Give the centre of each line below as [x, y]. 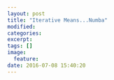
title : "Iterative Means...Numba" [58, 20]
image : [17, 53]
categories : [24, 33]
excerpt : [20, 40]
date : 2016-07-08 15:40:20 [47, 65]
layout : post [26, 14]
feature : [26, 59]
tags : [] [20, 46]
